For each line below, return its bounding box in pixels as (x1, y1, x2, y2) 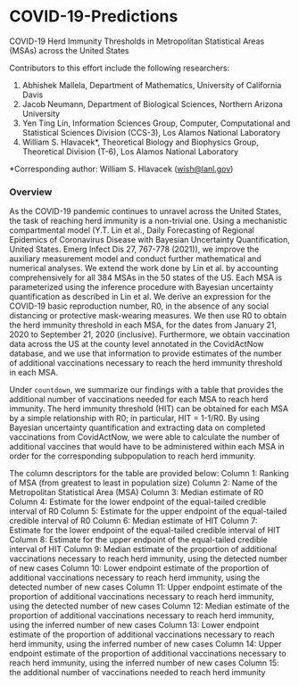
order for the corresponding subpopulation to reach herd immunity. (9, 450, 256, 461)
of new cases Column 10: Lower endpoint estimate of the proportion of (9, 563, 270, 574)
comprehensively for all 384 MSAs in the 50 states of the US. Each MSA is (9, 272, 283, 283)
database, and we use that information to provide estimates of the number (9, 348, 283, 359)
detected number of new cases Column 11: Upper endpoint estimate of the (9, 582, 283, 592)
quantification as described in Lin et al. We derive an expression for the (9, 292, 271, 302)
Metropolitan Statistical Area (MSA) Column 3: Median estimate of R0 (9, 487, 264, 498)
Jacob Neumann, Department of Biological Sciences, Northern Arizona (21, 98, 283, 109)
